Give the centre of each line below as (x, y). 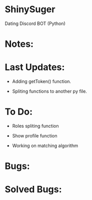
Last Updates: (35, 67)
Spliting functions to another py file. (50, 91)
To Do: (19, 112)
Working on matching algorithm (45, 146)
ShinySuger (30, 9)
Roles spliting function (35, 126)
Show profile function (35, 136)
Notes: (19, 44)
